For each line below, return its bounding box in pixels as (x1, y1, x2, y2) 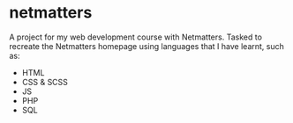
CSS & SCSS (21, 76, 69, 87)
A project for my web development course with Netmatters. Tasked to (9, 32, 263, 42)
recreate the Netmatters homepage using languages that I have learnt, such (9, 40, 284, 51)
